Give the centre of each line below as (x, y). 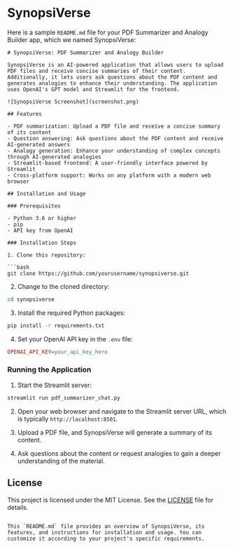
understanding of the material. (61, 461)
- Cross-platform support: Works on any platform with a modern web (109, 175)
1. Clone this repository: (47, 255)
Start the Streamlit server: (55, 385)
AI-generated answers (39, 144)
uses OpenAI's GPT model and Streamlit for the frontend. (93, 89)
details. (18, 507)
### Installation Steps (42, 243)
